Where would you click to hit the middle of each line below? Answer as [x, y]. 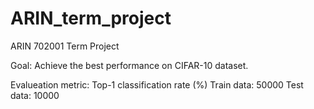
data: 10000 [35, 95]
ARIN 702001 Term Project [65, 46]
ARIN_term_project [91, 18]
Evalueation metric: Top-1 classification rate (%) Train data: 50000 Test [157, 84]
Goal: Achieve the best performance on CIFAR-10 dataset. [129, 65]
